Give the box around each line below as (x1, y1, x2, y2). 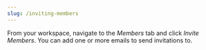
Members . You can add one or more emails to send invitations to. (7, 36, 193, 45)
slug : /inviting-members (7, 10, 79, 17)
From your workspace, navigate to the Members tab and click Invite (7, 29, 199, 37)
